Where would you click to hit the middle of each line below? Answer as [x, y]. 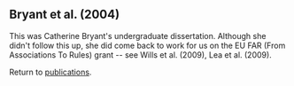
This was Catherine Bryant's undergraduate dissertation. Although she [138, 35]
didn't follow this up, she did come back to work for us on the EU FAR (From [147, 45]
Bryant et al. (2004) [65, 15]
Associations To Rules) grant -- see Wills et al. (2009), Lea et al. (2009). [140, 55]
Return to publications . [50, 72]
